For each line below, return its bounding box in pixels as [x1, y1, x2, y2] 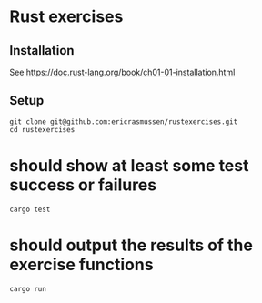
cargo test [9, 205, 51, 214]
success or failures [9, 175, 157, 195]
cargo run [9, 284, 47, 293]
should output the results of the [9, 235, 253, 256]
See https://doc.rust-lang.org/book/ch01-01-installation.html [9, 66, 236, 77]
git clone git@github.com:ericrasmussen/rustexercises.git [9, 116, 238, 126]
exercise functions [9, 254, 154, 275]
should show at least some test [9, 156, 249, 176]
